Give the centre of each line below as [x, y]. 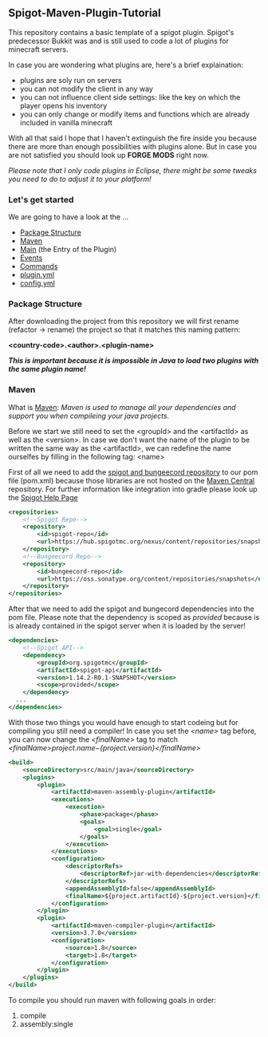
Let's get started [41, 199]
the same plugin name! [47, 369]
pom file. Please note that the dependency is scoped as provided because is [134, 617]
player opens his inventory [63, 105]
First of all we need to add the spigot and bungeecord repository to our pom [133, 472]
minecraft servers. [38, 49]
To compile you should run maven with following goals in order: [112, 1000]
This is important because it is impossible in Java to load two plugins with [134, 361]
